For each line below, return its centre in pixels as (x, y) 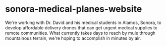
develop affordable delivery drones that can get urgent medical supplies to (81, 27)
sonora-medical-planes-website (74, 9)
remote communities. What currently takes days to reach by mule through (80, 33)
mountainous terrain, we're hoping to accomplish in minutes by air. (73, 38)
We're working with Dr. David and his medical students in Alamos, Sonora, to (83, 23)
